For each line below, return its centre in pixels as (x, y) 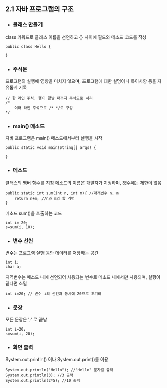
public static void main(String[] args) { (51, 148)
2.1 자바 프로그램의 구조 (40, 9)
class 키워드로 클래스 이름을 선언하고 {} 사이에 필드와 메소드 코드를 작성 (76, 37)
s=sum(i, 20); (20, 334)
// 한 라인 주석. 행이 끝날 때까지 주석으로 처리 (49, 98)
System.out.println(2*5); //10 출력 (43, 381)
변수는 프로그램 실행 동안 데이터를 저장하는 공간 (52, 253)
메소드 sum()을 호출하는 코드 (34, 213)
